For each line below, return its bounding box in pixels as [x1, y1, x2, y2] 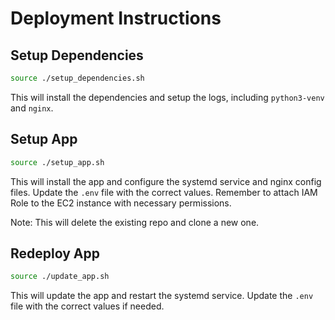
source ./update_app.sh [10, 272, 110, 282]
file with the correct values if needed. [10, 300, 165, 312]
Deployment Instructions [10, 7, 222, 30]
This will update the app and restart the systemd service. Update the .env [10, 290, 314, 302]
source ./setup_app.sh [10, 157, 105, 167]
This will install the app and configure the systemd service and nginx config [10, 175, 322, 187]
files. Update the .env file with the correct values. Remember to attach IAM [10, 186, 318, 198]
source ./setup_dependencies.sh [10, 73, 145, 83]
